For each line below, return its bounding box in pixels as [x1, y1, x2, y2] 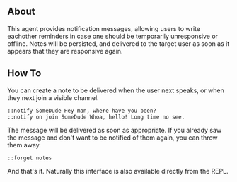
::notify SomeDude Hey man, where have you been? [7, 107, 157, 114]
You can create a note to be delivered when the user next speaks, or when [7, 86, 225, 95]
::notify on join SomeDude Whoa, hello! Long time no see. [7, 113, 185, 121]
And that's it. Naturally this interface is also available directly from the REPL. [7, 166, 229, 175]
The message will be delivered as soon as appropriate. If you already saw [7, 126, 222, 134]
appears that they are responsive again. [7, 47, 123, 55]
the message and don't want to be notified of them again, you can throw [7, 133, 218, 142]
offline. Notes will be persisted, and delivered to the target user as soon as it [7, 39, 230, 48]
